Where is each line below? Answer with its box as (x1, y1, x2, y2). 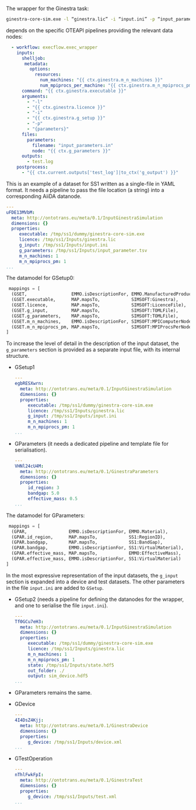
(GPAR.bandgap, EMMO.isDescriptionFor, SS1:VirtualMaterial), (11, 545, 184, 551)
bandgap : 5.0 (27, 490, 60, 497)
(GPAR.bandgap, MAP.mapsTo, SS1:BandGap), (11, 539, 163, 545)
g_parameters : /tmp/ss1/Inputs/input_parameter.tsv (19, 247, 148, 254)
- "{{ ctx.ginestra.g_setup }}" (27, 115, 106, 121)
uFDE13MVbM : (6, 209, 35, 216)
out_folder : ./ (27, 668, 65, 674)
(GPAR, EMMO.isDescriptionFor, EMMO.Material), (11, 528, 168, 535)
